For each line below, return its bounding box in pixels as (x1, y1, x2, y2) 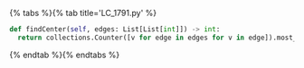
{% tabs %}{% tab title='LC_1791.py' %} (9, 8, 157, 18)
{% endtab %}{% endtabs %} (9, 49, 120, 60)
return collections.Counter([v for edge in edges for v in (17, 33, 245, 42)
